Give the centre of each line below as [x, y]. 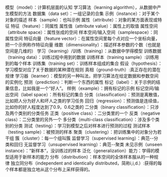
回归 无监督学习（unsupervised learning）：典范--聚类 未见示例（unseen [88, 144]
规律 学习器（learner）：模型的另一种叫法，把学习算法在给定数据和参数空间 [82, 76]
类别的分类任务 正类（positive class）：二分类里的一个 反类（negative [89, 113]
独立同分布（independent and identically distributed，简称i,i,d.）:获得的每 [86, 163]
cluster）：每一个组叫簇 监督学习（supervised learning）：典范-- [89, 138]
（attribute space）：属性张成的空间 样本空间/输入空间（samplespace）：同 [82, 32]
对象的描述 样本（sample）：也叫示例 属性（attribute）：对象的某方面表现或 [82, 20]
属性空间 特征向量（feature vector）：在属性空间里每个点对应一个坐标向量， [83, 38]
